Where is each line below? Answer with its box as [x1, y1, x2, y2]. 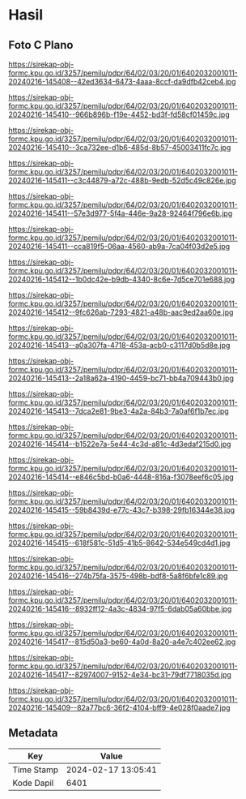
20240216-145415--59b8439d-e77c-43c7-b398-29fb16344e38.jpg [8, 505, 235, 514]
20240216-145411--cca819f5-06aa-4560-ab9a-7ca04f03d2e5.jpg [8, 242, 231, 251]
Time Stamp [12, 764, 59, 775]
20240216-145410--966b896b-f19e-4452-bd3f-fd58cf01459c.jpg [8, 110, 230, 119]
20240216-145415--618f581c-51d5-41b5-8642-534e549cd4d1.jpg [8, 538, 231, 548]
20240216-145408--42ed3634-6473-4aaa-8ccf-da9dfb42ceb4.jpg [8, 77, 236, 86]
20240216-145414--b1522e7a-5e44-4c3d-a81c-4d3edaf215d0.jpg [8, 440, 231, 449]
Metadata [8, 726, 58, 740]
